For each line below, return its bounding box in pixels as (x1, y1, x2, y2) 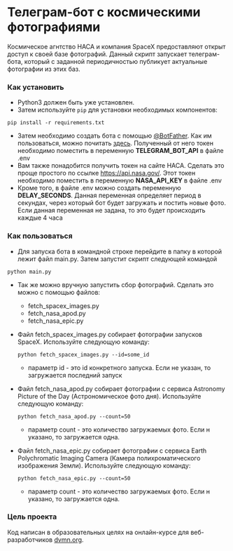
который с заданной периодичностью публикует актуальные (24, 57, 208, 65)
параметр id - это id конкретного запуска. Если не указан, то (27, 363, 211, 372)
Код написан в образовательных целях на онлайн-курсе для (7, 528, 189, 536)
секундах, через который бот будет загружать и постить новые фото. (17, 199, 226, 207)
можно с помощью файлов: (17, 288, 100, 296)
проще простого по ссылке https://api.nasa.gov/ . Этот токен (17, 169, 196, 178)
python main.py (7, 268, 52, 275)
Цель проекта (7, 512, 57, 522)
